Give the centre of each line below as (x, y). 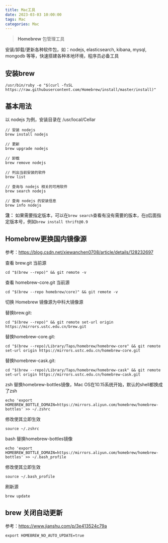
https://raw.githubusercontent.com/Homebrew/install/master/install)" (81, 90)
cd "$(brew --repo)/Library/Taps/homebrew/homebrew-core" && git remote (83, 346)
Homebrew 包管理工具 (41, 39)
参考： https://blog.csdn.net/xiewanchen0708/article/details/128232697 (79, 252)
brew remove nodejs (26, 163)
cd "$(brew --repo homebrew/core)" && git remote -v (62, 292)
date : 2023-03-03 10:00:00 (33, 15)
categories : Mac (22, 24)
